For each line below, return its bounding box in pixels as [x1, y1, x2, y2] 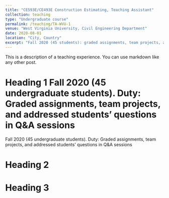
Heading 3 [5, 182, 49, 193]
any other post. [5, 59, 37, 65]
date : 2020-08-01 [5, 31, 42, 36]
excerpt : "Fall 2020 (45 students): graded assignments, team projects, [5, 40, 161, 45]
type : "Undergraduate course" [5, 17, 69, 22]
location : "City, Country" [5, 36, 62, 41]
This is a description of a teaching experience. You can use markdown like [5, 54, 159, 60]
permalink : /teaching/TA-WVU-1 [5, 21, 71, 27]
